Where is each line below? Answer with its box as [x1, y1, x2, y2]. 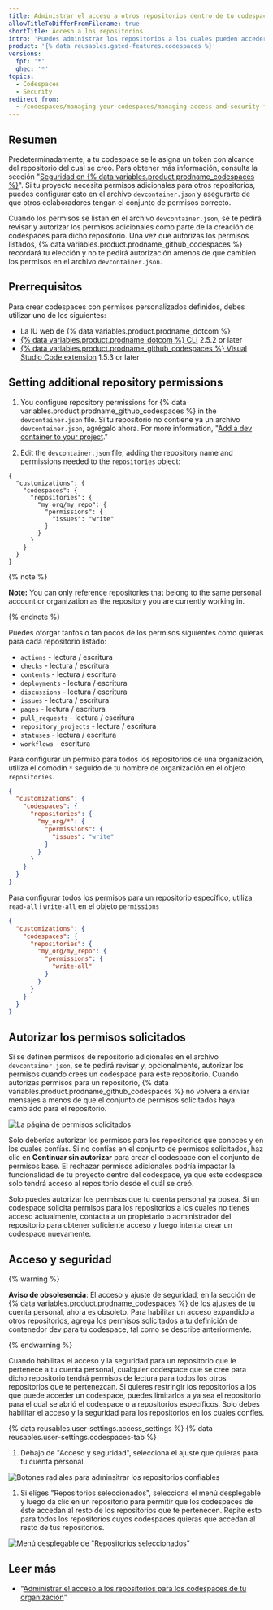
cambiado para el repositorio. [8, 1104, 107, 1114]
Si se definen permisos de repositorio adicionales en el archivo [8, 1052, 219, 1062]
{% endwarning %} [8, 1340, 73, 1350]
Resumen [8, 133, 58, 146]
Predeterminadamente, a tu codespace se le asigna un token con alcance [8, 154, 254, 164]
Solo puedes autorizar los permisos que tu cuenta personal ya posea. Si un [8, 1194, 260, 1204]
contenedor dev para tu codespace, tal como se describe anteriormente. [8, 1324, 252, 1334]
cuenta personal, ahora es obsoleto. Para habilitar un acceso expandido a [8, 1307, 255, 1316]
